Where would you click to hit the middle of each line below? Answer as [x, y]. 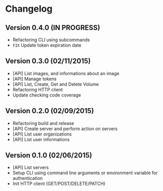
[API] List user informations [41, 139]
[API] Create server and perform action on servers [65, 129]
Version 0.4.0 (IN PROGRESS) [53, 28]
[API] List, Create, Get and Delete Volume [56, 84]
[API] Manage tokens [34, 79]
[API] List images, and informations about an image [66, 73]
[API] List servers [31, 168]
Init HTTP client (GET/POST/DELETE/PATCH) [59, 184]
